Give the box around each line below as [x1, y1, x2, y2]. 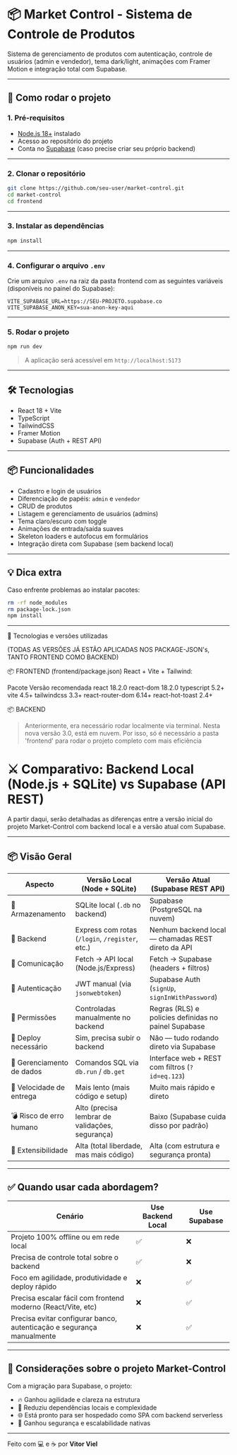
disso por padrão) [149, 1121, 209, 1130]
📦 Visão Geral [7, 850, 72, 862]
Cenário [56, 1211, 84, 1221]
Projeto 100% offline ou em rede [11, 1232, 120, 1242]
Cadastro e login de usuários [17, 486, 102, 495]
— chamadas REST [149, 934, 213, 943]
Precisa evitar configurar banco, [11, 1313, 118, 1323]
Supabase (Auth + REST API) [17, 437, 102, 445]
